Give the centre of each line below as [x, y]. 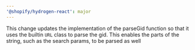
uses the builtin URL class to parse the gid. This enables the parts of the [93, 34]
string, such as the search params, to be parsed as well [74, 41]
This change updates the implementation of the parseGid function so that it [97, 28]
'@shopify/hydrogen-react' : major [49, 11]
